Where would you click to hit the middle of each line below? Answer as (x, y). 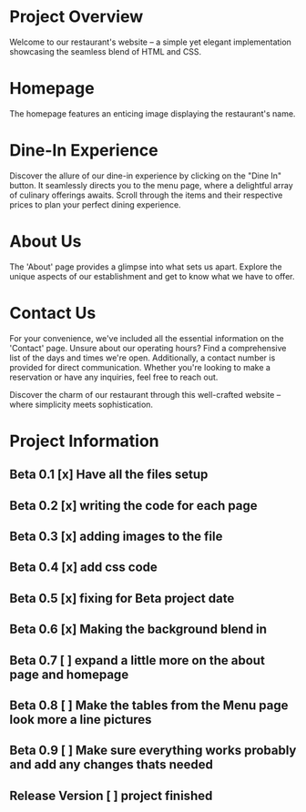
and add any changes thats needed (112, 765)
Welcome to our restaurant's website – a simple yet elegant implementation (150, 42)
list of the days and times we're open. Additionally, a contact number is (143, 358)
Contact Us (53, 313)
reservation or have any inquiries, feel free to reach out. (114, 377)
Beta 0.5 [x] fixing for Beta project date (122, 598)
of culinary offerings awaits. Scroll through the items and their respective (146, 195)
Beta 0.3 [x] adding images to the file (116, 537)
